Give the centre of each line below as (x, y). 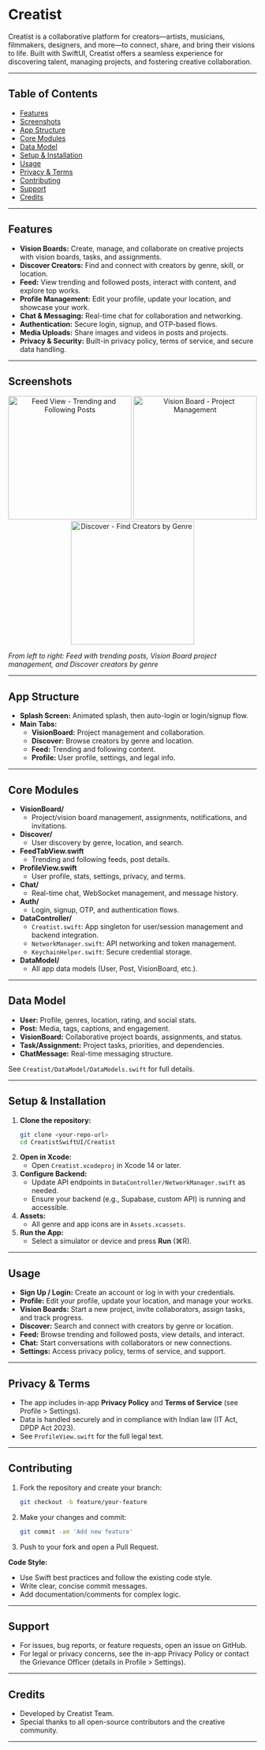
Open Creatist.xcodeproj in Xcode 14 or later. (106, 1166)
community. (39, 1730)
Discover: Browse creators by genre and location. (112, 741)
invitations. (49, 826)
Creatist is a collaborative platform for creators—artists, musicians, (117, 36)
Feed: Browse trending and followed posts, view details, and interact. (132, 1335)
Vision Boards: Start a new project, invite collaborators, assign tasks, (132, 1310)
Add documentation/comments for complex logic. (100, 1594)
